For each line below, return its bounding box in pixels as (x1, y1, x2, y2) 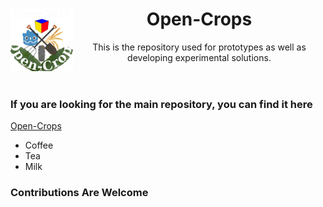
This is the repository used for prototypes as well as (92, 41, 307, 53)
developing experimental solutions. (127, 51, 272, 63)
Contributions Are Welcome (10, 186, 149, 200)
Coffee (24, 139, 54, 152)
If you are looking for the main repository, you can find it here (10, 97, 313, 111)
